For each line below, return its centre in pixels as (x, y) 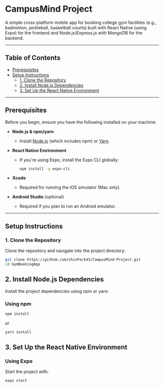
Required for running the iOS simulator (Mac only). (70, 187)
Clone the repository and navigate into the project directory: (65, 251)
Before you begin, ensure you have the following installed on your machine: (81, 122)
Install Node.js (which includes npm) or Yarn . (64, 141)
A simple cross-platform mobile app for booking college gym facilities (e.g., (81, 22)
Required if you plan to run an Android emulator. (68, 206)
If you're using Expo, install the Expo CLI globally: (69, 160)
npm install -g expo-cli (45, 169)
